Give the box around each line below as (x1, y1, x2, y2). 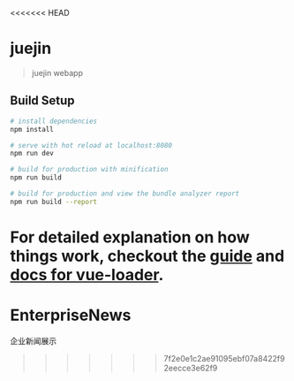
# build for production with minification (10, 165, 169, 174)
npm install (10, 125, 54, 133)
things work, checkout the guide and (10, 246, 285, 266)
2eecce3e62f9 (163, 362, 218, 373)
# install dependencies (10, 117, 98, 126)
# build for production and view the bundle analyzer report (10, 189, 240, 198)
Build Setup (10, 93, 75, 109)
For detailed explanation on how (10, 227, 250, 247)
